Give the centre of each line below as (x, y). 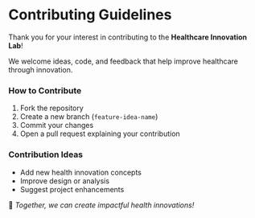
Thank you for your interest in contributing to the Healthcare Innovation (128, 37)
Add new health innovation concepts (81, 172)
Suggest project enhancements (72, 189)
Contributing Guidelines (90, 15)
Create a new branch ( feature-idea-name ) (89, 117)
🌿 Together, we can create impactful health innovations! (101, 205)
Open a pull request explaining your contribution (100, 134)
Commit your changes (57, 125)
